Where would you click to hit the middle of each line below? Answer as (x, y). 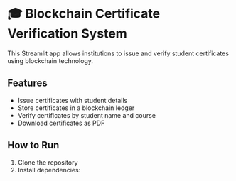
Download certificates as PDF (61, 123)
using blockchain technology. (50, 60)
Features (27, 83)
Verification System (68, 34)
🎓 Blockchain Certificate (84, 14)
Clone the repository (48, 162)
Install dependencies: (49, 170)
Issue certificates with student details (73, 100)
